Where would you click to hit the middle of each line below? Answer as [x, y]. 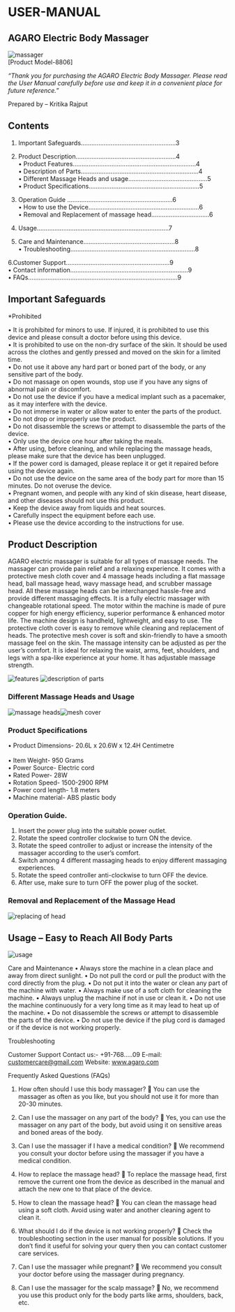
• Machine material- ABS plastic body [62, 798]
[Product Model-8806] [40, 62]
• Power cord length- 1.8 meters [54, 790]
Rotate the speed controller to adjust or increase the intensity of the [115, 845]
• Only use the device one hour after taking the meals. [86, 441]
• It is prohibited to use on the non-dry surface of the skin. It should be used [117, 344]
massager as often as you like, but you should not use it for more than [118, 1097]
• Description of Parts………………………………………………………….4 [110, 171]
